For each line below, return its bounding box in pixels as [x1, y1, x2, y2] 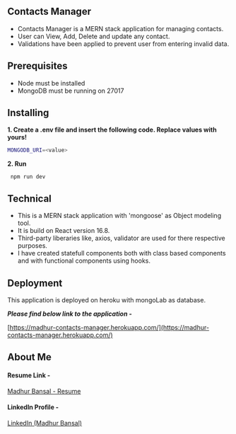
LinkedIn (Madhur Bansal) [7, 418, 83, 427]
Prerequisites [7, 60, 68, 72]
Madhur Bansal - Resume [7, 387, 81, 395]
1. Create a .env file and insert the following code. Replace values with [7, 125, 217, 134]
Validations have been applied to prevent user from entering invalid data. [17, 39, 230, 48]
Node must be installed [17, 79, 85, 87]
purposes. [17, 241, 48, 250]
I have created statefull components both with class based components [17, 249, 226, 258]
